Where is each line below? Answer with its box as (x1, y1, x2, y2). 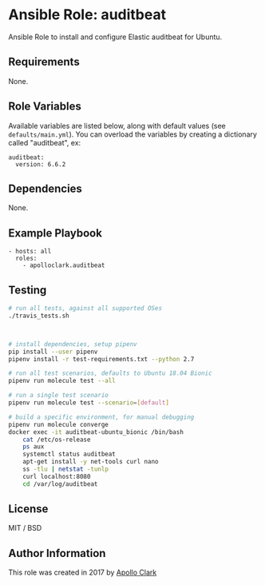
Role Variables (8, 100, 81, 113)
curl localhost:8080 (22, 472, 91, 480)
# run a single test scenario (8, 392, 109, 400)
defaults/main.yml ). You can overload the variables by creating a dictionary (8, 129, 258, 139)
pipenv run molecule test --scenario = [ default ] (8, 399, 170, 407)
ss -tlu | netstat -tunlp (22, 465, 109, 473)
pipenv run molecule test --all (8, 377, 116, 385)
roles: (15, 254, 38, 263)
